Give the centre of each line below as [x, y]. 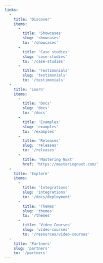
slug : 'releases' [40, 146]
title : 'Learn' [29, 89]
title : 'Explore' [32, 173]
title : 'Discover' [33, 19]
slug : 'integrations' [45, 192]
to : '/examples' [39, 131]
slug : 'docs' [36, 108]
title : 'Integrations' [46, 188]
